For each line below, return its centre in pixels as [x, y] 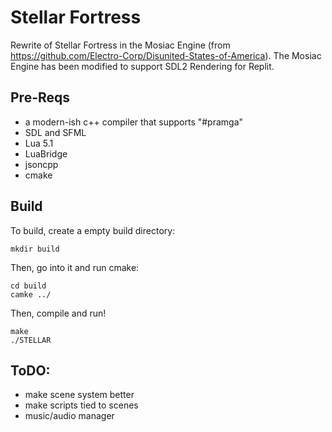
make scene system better [79, 395]
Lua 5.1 [39, 143]
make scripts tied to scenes [81, 405]
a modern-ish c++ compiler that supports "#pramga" [134, 122]
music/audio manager [69, 416]
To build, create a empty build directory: [93, 230]
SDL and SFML [55, 132]
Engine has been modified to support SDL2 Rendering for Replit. [142, 66]
